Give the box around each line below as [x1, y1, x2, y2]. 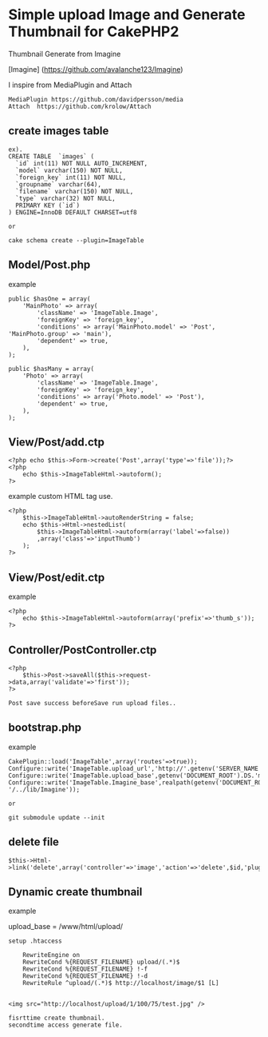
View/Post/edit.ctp [8, 570, 105, 584]
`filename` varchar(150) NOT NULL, [15, 187, 134, 195]
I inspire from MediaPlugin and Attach [8, 80, 132, 90]
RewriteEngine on [22, 951, 81, 959]
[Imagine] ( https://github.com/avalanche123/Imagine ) [8, 64, 183, 74]
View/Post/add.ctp [8, 435, 105, 449]
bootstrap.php [8, 721, 82, 735]
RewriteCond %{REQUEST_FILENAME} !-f [22, 965, 148, 973]
